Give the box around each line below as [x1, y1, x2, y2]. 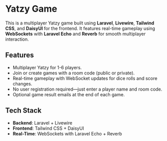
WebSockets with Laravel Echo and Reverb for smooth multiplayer [5, 31, 146, 37]
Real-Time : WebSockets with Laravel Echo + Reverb [12, 130, 122, 136]
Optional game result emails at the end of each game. [12, 91, 125, 97]
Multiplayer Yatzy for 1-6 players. [12, 64, 82, 70]
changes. [12, 80, 32, 87]
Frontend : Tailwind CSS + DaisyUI [12, 125, 84, 131]
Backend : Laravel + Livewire [12, 120, 73, 126]
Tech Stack [5, 106, 42, 115]
